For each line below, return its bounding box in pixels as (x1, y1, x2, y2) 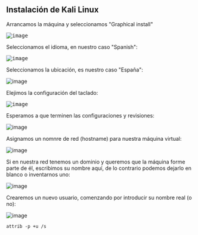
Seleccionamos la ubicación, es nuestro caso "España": (6, 66, 143, 73)
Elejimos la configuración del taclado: (6, 89, 98, 96)
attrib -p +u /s (6, 223, 47, 229)
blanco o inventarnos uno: (6, 171, 70, 178)
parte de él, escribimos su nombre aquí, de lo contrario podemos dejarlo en (6, 164, 192, 172)
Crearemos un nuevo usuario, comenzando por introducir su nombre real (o (6, 194, 192, 201)
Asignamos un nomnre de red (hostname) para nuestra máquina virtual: (6, 135, 182, 142)
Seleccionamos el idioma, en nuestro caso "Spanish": (6, 43, 138, 50)
